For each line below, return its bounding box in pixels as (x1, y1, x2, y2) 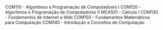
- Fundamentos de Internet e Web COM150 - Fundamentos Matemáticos (5, 15, 150, 20)
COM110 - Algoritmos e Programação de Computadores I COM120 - (5, 4, 142, 10)
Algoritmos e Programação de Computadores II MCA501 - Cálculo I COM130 (5, 9, 159, 15)
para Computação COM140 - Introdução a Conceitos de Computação (5, 19, 145, 25)
